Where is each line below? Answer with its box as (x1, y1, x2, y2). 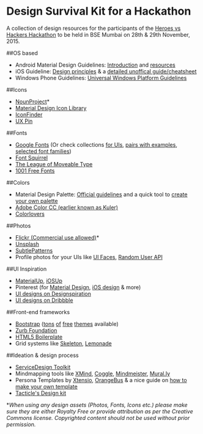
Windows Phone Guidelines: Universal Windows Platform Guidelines (15, 74, 187, 81)
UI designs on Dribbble (15, 296, 73, 304)
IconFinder (15, 111, 43, 118)
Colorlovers (15, 210, 45, 218)
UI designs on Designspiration (15, 290, 92, 297)
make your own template (15, 383, 78, 390)
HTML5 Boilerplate (15, 333, 63, 340)
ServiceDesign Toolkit (15, 363, 71, 370)
